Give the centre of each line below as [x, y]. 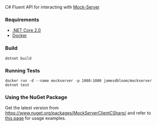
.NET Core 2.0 [26, 30]
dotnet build [18, 58]
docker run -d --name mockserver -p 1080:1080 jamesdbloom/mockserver [78, 81]
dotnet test [17, 85]
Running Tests [22, 70]
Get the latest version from [32, 108]
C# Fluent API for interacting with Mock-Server [52, 7]
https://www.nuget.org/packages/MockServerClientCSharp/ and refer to [78, 113]
